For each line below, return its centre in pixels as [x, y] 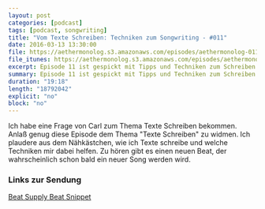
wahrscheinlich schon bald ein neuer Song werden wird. [99, 159]
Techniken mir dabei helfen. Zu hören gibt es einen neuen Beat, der [118, 151]
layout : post [30, 15]
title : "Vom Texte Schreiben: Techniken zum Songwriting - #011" [118, 37]
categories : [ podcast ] [45, 23]
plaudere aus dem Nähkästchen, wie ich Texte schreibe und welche [118, 143]
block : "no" [28, 103]
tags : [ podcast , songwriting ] [58, 30]
